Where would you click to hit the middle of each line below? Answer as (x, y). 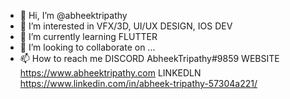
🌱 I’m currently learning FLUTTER (88, 36)
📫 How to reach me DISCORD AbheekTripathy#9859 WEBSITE (149, 58)
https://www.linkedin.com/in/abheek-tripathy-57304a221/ (138, 83)
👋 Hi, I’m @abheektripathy (73, 15)
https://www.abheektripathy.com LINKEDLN (110, 73)
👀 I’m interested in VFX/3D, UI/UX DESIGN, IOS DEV (126, 26)
